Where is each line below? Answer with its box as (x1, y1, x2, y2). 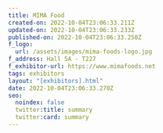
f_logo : (8, 41, 34, 49)
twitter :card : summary (15, 113, 89, 121)
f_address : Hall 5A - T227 (8, 56, 96, 63)
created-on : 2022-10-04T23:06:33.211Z (8, 19, 135, 27)
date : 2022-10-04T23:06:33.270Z (8, 84, 114, 92)
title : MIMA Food (8, 11, 65, 20)
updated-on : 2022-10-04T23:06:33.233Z (8, 26, 135, 34)
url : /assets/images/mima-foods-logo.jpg (15, 48, 153, 56)
